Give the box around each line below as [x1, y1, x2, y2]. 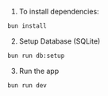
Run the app [18, 66, 60, 75]
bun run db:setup [7, 52, 65, 60]
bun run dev [7, 81, 47, 90]
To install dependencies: [18, 7, 100, 16]
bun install [7, 22, 47, 30]
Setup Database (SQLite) [18, 36, 101, 46]
